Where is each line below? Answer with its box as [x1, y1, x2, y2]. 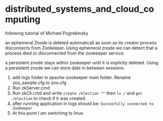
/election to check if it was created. [12, 95, 86, 101]
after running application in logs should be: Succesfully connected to [12, 100, 154, 106]
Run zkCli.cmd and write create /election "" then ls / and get [12, 90, 142, 96]
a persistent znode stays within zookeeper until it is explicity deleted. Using [5, 60, 159, 65]
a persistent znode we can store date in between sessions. [5, 65, 125, 71]
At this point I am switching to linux [12, 110, 84, 116]
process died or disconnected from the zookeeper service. [5, 50, 125, 56]
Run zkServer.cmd [12, 85, 50, 91]
